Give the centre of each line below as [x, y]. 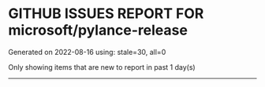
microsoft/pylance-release [98, 30]
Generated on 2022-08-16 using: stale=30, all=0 [87, 52]
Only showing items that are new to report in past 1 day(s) [102, 67]
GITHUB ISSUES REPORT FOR [106, 14]
